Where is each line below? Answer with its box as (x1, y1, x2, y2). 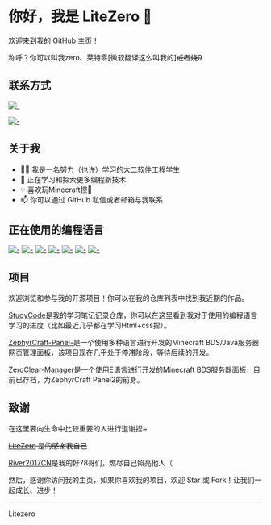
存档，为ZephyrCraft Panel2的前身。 (22, 375, 144, 385)
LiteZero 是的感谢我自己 (8, 441, 88, 450)
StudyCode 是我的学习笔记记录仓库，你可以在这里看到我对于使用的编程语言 (8, 310, 258, 320)
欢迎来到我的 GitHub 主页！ (8, 35, 99, 45)
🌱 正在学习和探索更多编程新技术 (19, 174, 127, 184)
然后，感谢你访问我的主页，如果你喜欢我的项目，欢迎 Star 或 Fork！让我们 (8, 475, 255, 485)
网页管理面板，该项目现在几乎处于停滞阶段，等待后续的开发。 (8, 348, 214, 357)
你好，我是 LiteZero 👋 (8, 7, 152, 26)
